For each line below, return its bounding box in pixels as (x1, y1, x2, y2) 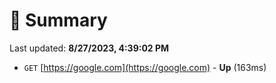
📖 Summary (9, 9, 108, 32)
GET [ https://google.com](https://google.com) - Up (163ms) (23, 61, 267, 73)
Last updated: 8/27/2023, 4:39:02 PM (9, 42, 170, 54)
